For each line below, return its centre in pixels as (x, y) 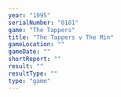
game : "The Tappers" (42, 30)
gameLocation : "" (37, 45)
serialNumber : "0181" (44, 23)
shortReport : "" (35, 59)
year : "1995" (29, 15)
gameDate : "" (29, 52)
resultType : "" (33, 74)
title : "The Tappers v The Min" (61, 37)
